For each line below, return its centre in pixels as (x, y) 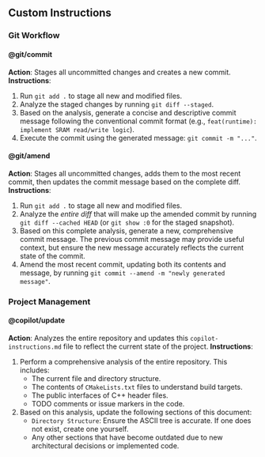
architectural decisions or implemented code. (105, 445)
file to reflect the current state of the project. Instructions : (158, 346)
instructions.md (35, 347)
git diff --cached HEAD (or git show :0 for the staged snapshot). (127, 222)
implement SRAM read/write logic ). (77, 129)
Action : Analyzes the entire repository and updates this (98, 338)
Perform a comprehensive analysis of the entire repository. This (123, 361)
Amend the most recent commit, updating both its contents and (123, 264)
